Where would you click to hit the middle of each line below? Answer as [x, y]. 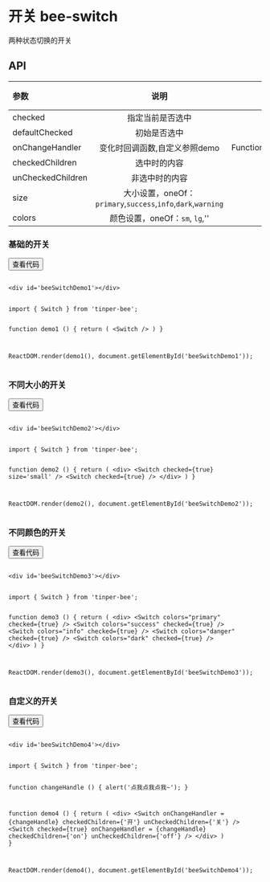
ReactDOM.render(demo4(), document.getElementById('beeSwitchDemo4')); [131, 870]
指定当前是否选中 [160, 117]
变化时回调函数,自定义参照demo [160, 148]
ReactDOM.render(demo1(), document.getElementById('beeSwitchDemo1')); [131, 356]
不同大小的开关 [37, 385]
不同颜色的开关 [37, 533]
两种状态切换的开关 [40, 40]
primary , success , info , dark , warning [159, 203]
